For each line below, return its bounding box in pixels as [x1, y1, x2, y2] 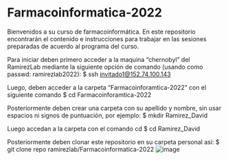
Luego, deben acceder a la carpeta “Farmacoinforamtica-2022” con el [7, 83, 207, 91]
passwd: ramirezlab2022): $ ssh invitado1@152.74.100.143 [7, 70, 171, 78]
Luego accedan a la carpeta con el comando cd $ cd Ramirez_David [7, 124, 201, 133]
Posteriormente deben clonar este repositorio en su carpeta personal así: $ [7, 137, 220, 146]
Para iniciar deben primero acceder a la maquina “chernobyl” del [7, 55, 190, 63]
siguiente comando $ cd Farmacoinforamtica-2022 [7, 91, 152, 99]
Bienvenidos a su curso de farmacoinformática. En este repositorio [7, 27, 196, 36]
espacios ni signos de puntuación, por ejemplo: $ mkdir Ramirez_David [7, 111, 208, 119]
